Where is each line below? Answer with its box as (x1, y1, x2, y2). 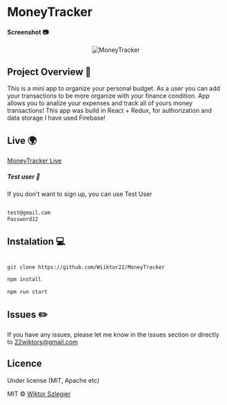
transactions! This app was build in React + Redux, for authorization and (7, 107, 213, 115)
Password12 (7, 215, 39, 222)
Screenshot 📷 (7, 28, 50, 36)
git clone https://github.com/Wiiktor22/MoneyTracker (7, 264, 166, 271)
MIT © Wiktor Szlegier (7, 389, 71, 398)
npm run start (7, 289, 48, 296)
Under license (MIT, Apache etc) (7, 376, 100, 384)
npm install (7, 276, 41, 283)
